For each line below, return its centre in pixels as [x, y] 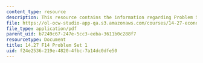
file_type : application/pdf [42, 28]
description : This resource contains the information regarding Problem [100, 17]
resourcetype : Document [36, 40]
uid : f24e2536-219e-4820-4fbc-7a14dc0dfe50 [62, 51]
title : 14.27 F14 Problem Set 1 [47, 46]
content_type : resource [36, 12]
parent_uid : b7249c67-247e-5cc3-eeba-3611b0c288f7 [71, 34]
